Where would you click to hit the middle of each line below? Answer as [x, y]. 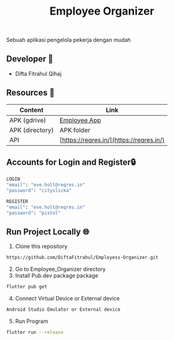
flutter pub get [27, 287]
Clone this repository [41, 246]
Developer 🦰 [30, 59]
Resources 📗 [31, 93]
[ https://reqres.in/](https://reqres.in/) [112, 140]
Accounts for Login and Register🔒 [71, 162]
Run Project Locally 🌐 [48, 232]
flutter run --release [35, 333]
